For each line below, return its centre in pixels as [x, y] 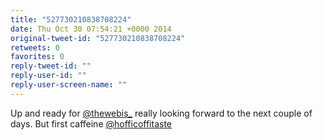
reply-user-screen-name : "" [69, 85]
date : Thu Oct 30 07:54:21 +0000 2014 [91, 29]
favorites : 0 [37, 57]
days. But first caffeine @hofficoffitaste [91, 123]
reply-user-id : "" [48, 76]
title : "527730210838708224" [71, 19]
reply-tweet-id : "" [51, 66]
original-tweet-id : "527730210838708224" [98, 38]
